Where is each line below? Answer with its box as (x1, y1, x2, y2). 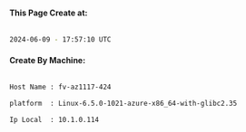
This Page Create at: (9, 7, 88, 18)
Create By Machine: (9, 54, 86, 65)
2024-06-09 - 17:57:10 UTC (9, 35, 112, 44)
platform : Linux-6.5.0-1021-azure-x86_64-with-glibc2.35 (9, 99, 238, 108)
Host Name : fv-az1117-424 (9, 82, 112, 92)
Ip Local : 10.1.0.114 (9, 116, 100, 125)
